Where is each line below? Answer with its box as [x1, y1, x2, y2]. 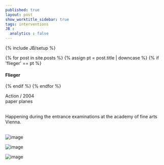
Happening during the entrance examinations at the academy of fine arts [5, 114, 157, 120]
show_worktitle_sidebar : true [5, 17, 70, 22]
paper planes [5, 98, 33, 105]
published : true [5, 7, 40, 13]
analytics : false [10, 31, 49, 36]
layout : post [5, 12, 33, 17]
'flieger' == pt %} [5, 60, 42, 66]
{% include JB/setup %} [5, 45, 56, 51]
